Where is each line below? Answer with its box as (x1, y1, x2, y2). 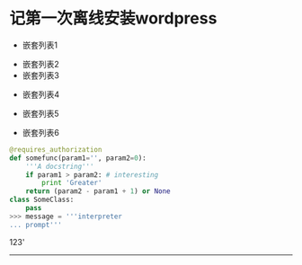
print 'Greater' (41, 179, 102, 188)
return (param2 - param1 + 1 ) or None (25, 187, 171, 196)
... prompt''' (9, 220, 63, 229)
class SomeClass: (9, 195, 75, 205)
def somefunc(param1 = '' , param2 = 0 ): (9, 154, 147, 163)
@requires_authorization (9, 145, 102, 154)
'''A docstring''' (25, 162, 94, 171)
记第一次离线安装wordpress (9, 8, 218, 29)
